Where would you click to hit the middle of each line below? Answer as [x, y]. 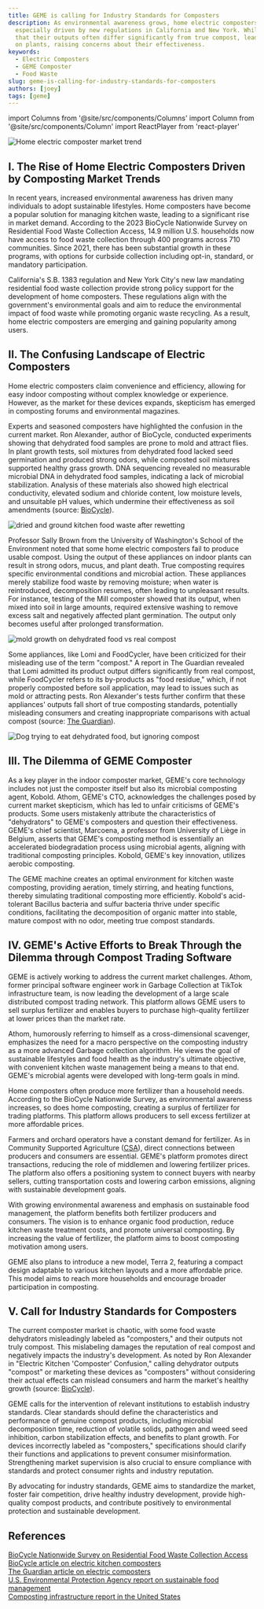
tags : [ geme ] [29, 96]
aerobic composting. [42, 863]
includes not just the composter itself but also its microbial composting [123, 788]
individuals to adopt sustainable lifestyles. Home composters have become [130, 206]
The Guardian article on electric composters [79, 1572]
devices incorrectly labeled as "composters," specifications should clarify [127, 1446]
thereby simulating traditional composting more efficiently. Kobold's [117, 895]
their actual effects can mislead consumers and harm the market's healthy [128, 1380]
